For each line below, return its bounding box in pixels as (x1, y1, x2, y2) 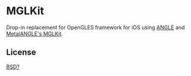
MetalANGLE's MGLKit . (6, 30, 63, 37)
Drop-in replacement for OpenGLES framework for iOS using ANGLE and (6, 24, 185, 31)
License (6, 47, 36, 58)
